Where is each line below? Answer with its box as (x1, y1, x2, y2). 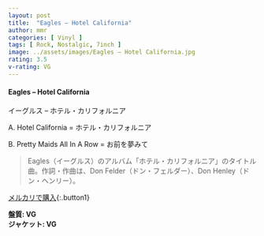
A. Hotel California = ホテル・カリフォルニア (8, 122, 152, 132)
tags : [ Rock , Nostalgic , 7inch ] (8, 41, 122, 49)
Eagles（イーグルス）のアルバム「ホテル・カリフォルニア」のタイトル (27, 155, 257, 166)
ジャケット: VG (8, 219, 57, 229)
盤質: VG (8, 209, 37, 219)
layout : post (8, 11, 51, 20)
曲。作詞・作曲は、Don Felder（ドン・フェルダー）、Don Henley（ (27, 166, 243, 175)
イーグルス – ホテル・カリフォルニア (8, 106, 126, 115)
